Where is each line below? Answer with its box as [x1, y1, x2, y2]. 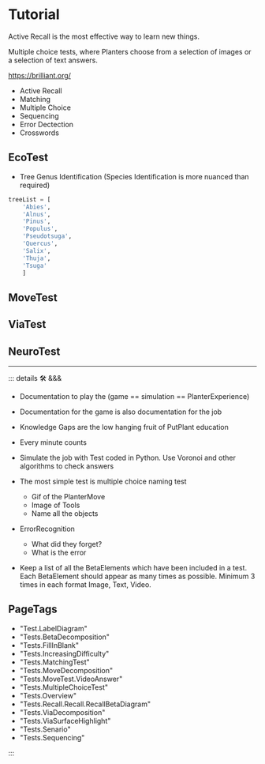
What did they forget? [31, 539, 103, 548]
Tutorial [8, 6, 61, 24]
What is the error [31, 548, 87, 557]
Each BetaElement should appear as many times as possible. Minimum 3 [19, 571, 256, 581]
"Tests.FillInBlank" [19, 640, 80, 649]
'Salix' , [22, 247, 51, 254]
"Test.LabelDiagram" [19, 623, 88, 633]
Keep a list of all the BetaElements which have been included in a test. [19, 563, 247, 572]
